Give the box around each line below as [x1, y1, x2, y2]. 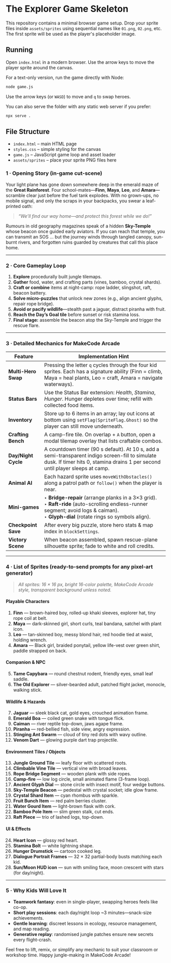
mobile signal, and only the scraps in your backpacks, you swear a [6, 197, 145, 204]
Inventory [8, 417, 32, 424]
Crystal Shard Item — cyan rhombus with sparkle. [13, 792, 119, 798]
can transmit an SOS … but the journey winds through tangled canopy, [6, 233, 153, 240]
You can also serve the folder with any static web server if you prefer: [6, 103, 152, 110]
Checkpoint [8, 522, 38, 529]
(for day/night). [13, 870, 45, 876]
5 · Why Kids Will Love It [6, 887, 66, 894]
